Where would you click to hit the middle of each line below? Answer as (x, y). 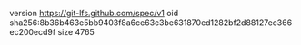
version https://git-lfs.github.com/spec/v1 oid (94, 13)
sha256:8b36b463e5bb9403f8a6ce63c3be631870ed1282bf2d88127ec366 (151, 22)
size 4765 (76, 32)
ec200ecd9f (33, 32)
